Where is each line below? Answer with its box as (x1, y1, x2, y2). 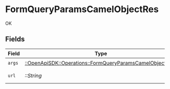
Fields (5, 35, 25, 43)
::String (24, 72, 42, 79)
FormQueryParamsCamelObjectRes (5, 4, 159, 15)
